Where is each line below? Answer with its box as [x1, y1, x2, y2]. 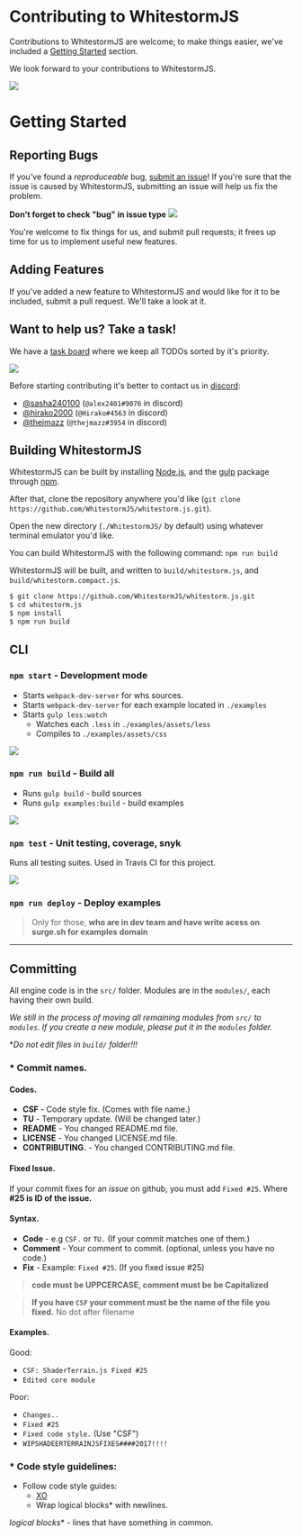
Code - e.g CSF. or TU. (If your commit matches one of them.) [22, 1232, 250, 1244]
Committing [9, 961, 77, 977]
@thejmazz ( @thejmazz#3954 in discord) [22, 416, 168, 427]
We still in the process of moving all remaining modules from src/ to [9, 1012, 262, 1023]
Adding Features [9, 262, 105, 277]
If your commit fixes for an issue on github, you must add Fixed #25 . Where [9, 1183, 289, 1194]
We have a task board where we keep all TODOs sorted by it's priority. [9, 345, 270, 357]
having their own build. [9, 995, 94, 1005]
